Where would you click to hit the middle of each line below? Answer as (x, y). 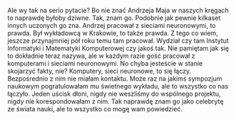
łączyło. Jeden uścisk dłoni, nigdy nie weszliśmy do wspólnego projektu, (114, 94)
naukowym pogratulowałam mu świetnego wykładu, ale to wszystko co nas (118, 86)
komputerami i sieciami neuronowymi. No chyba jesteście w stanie (105, 63)
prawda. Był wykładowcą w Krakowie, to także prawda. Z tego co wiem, (113, 33)
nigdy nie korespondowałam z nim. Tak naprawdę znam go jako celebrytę (116, 101)
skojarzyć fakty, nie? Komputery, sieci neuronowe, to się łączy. (99, 71)
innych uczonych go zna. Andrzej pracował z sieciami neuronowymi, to (112, 25)
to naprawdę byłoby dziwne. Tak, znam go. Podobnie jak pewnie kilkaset (114, 18)
